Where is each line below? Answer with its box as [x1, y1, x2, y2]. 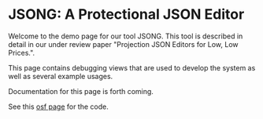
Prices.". [8, 48, 35, 57]
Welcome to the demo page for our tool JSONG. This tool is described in [8, 31, 243, 41]
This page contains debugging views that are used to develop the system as [8, 63, 256, 72]
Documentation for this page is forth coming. [8, 86, 154, 96]
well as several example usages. [8, 71, 113, 81]
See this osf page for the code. [8, 102, 109, 111]
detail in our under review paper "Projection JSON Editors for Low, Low [8, 39, 239, 49]
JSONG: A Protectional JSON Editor [8, 5, 245, 23]
